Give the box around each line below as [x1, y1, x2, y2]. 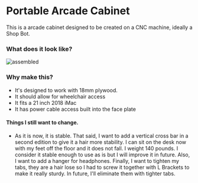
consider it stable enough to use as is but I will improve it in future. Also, [14, 151, 190, 158]
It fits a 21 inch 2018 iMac [14, 99, 77, 106]
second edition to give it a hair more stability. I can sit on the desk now [14, 138, 187, 146]
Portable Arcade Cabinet [6, 4, 130, 18]
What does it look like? [6, 44, 73, 53]
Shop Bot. [6, 30, 31, 37]
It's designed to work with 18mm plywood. [14, 86, 118, 94]
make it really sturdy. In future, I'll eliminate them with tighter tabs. [14, 170, 176, 177]
